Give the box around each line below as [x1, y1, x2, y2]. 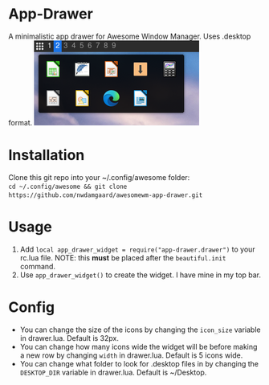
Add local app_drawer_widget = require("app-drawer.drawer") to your [19, 244, 255, 254]
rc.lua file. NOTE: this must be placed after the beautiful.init [19, 252, 226, 262]
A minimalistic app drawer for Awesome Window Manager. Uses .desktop [8, 31, 251, 41]
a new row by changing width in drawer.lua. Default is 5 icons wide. [19, 350, 243, 360]
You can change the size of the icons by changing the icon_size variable [19, 325, 261, 334]
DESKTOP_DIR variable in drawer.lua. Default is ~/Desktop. [19, 367, 207, 377]
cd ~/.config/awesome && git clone [8, 182, 128, 190]
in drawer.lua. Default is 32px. [19, 333, 119, 342]
